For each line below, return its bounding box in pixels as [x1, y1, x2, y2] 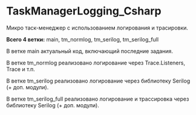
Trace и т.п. [6, 65, 35, 73]
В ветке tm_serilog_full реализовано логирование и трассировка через [6, 95, 189, 102]
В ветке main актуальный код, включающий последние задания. [6, 47, 174, 55]
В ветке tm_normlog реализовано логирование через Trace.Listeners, [6, 59, 186, 66]
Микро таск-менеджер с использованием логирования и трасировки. [6, 24, 189, 31]
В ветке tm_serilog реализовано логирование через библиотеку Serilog [6, 77, 191, 84]
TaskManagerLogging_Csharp [6, 4, 162, 18]
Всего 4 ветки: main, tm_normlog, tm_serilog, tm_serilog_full [6, 36, 159, 43]
